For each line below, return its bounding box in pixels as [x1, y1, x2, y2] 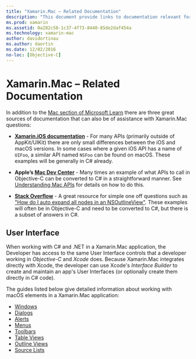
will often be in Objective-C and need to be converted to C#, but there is [14, 205, 188, 212]
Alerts [14, 316, 29, 323]
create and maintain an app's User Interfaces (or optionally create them [6, 268, 178, 275]
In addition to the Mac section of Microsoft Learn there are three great [6, 109, 174, 116]
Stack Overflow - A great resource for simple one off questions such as [14, 192, 188, 199]
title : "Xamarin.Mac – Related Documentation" [6, 8, 121, 15]
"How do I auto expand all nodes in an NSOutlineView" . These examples [14, 198, 188, 205]
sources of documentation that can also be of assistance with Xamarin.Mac [6, 115, 188, 122]
